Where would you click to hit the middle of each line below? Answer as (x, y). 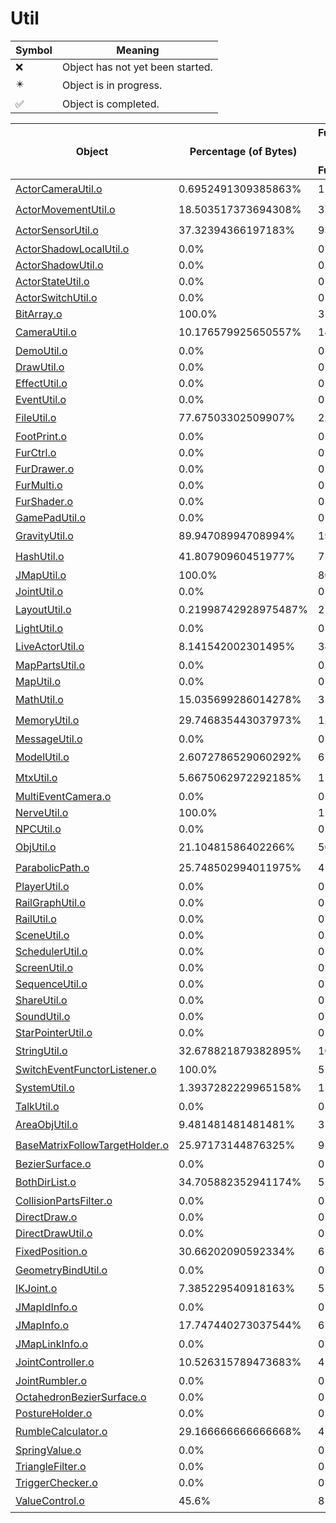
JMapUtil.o (41, 575)
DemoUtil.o (41, 350)
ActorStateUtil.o (52, 281)
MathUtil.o (39, 700)
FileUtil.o (36, 418)
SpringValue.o (48, 1450)
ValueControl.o (50, 1501)
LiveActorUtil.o (50, 647)
